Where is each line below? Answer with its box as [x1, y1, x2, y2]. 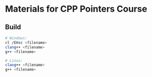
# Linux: [5, 58, 23, 63]
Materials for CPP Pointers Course [5, 3, 148, 15]
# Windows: [5, 36, 27, 40]
